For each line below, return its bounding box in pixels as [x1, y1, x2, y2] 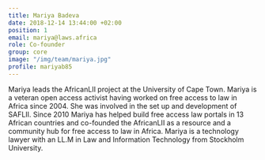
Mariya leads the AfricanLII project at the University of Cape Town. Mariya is [8, 84, 257, 94]
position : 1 [8, 26, 47, 34]
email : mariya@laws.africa [8, 33, 97, 42]
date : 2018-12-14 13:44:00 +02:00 [8, 19, 123, 27]
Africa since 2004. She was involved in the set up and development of [8, 101, 237, 110]
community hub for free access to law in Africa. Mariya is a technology [8, 126, 240, 136]
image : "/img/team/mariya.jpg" [8, 56, 112, 64]
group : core [8, 48, 47, 56]
